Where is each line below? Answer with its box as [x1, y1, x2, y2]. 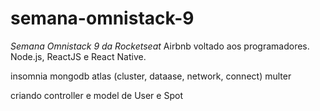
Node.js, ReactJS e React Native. [10, 50, 147, 62]
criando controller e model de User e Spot [10, 89, 183, 101]
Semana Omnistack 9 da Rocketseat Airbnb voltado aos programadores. [10, 40, 310, 52]
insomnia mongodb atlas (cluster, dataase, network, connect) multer [10, 70, 292, 82]
